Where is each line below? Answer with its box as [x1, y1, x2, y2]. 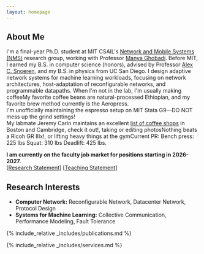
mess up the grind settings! [6, 113, 75, 120]
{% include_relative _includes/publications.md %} [6, 229, 132, 237]
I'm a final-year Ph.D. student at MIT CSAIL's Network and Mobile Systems [6, 48, 195, 55]
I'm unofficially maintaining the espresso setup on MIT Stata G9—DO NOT [6, 107, 193, 114]
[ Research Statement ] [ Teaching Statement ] [6, 164, 118, 172]
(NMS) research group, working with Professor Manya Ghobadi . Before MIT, [6, 55, 198, 62]
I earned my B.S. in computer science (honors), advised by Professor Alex [6, 61, 193, 68]
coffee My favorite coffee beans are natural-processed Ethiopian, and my [6, 93, 191, 101]
